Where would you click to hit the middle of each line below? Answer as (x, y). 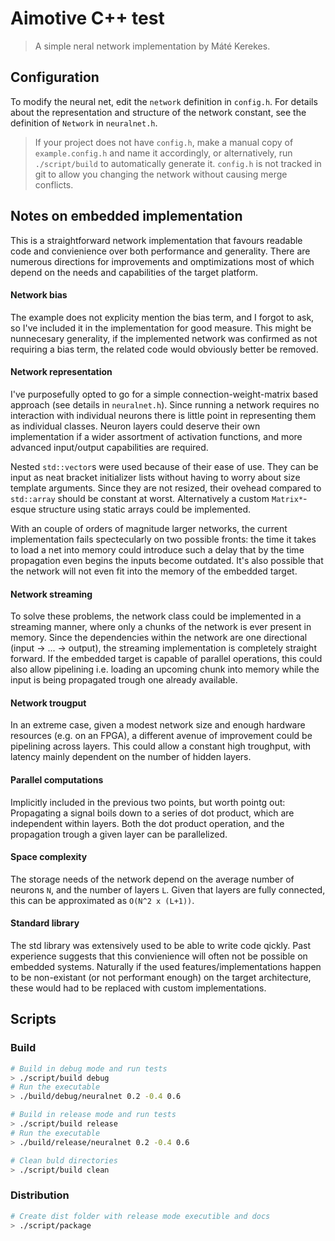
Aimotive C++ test (87, 18)
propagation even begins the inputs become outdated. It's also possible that (167, 560)
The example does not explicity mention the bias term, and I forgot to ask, (162, 317)
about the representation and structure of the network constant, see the (158, 112)
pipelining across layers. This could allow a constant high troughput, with (161, 746)
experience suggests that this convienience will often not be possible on (159, 956)
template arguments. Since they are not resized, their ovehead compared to (166, 488)
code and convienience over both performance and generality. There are (160, 251)
